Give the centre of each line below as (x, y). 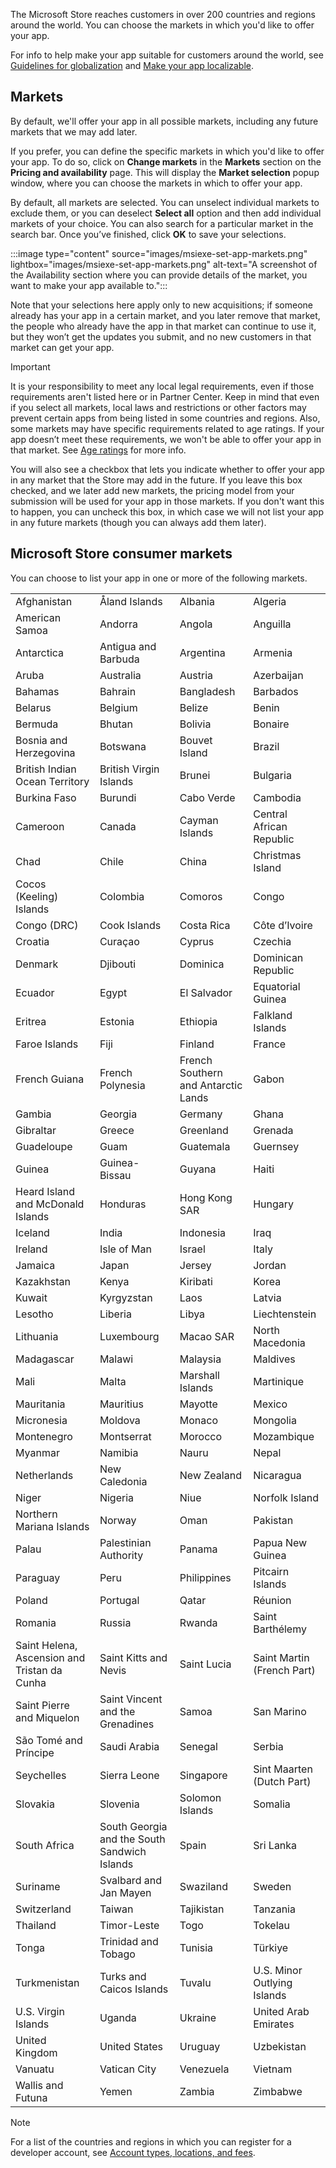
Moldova (120, 1420)
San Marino (280, 1711)
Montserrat (125, 1436)
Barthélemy (280, 1629)
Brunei (195, 775)
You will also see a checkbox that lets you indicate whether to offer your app (167, 469)
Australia (120, 675)
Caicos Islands (134, 1989)
